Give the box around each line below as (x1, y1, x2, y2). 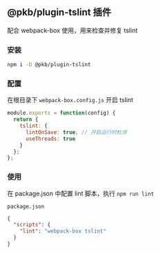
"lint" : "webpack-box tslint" (19, 228, 107, 235)
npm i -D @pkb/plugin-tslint (7, 61, 91, 68)
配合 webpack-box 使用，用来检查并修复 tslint (7, 26, 138, 35)
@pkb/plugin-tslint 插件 (7, 6, 112, 19)
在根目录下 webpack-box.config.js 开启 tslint (7, 96, 133, 104)
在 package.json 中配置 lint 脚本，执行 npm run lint (7, 189, 154, 197)
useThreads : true (25, 135, 76, 142)
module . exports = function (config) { (7, 110, 116, 117)
